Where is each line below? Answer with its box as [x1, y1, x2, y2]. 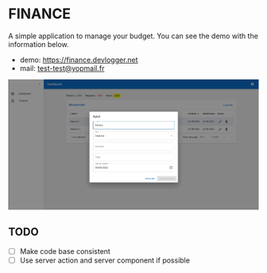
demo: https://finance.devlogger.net [19, 55, 138, 64]
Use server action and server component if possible [19, 255, 191, 265]
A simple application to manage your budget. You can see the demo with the [8, 31, 258, 41]
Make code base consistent [19, 246, 111, 255]
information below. [8, 39, 69, 49]
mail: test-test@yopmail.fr [19, 63, 105, 72]
